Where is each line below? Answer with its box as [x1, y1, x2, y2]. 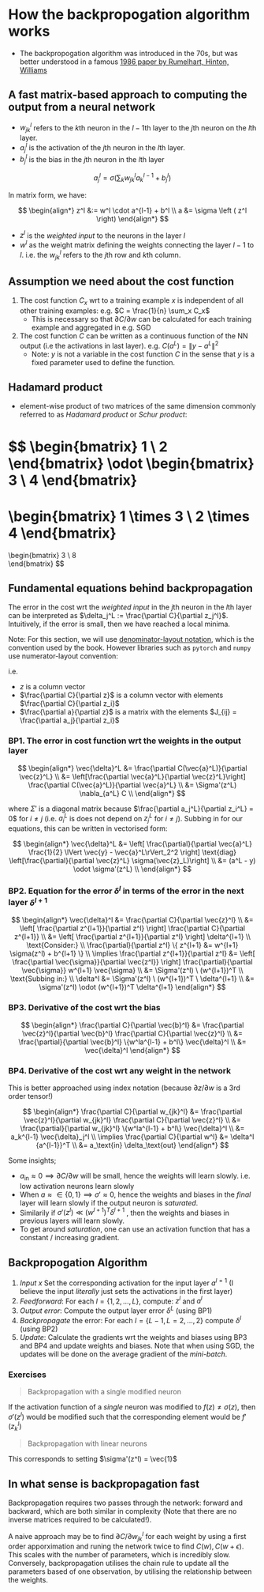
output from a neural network [8, 100, 156, 114]
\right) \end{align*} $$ [95, 213, 169, 223]
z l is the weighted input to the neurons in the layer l [19, 229, 186, 240]
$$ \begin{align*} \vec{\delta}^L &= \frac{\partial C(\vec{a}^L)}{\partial [17, 763, 247, 772]
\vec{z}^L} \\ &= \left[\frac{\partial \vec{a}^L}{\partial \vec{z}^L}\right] [19, 771, 246, 781]
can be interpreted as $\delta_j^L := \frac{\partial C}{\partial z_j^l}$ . [8, 611, 229, 621]
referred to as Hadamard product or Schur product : [19, 409, 188, 420]
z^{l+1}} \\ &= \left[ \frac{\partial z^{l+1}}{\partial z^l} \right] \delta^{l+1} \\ [14, 932, 251, 941]
